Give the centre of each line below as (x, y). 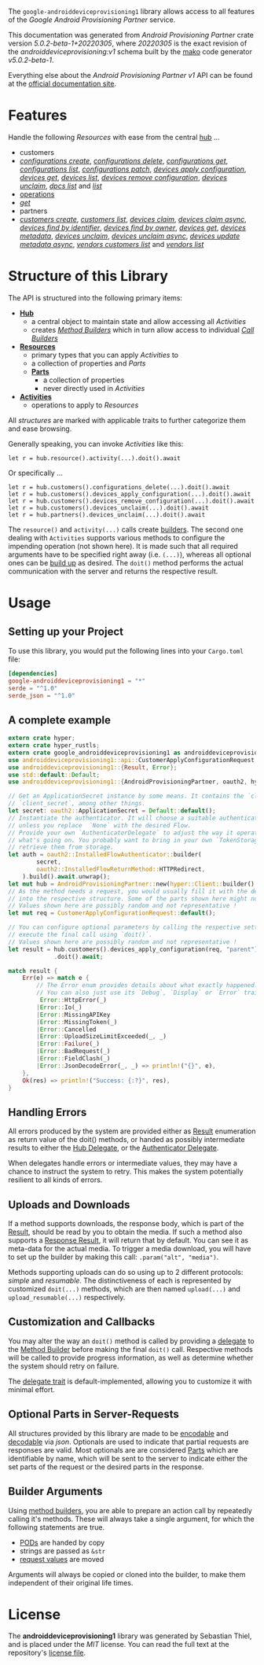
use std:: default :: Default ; (54, 775)
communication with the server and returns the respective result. (113, 571)
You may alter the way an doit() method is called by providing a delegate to (132, 1341)
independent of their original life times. (71, 1582)
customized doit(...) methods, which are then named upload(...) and (125, 1289)
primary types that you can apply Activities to (105, 355)
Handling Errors (48, 1112)
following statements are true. (57, 1527)
